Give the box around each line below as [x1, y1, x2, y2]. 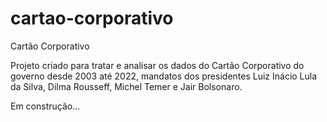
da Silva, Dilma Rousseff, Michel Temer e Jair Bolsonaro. [10, 80, 243, 92]
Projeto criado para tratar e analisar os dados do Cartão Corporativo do [10, 59, 305, 71]
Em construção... [10, 100, 81, 112]
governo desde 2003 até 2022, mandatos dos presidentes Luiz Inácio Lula [10, 70, 318, 82]
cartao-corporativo [10, 7, 174, 30]
